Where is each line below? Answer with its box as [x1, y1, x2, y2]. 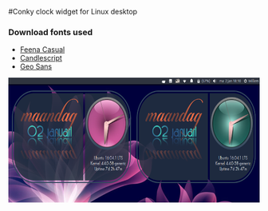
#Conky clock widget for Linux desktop [8, 7, 138, 16]
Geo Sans [19, 62, 53, 71]
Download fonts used [8, 26, 93, 38]
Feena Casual [19, 45, 65, 54]
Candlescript [19, 54, 62, 63]
